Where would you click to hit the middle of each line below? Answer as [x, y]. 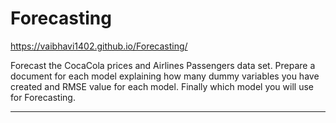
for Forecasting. [43, 97]
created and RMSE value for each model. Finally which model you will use [162, 86]
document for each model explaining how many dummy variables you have [165, 76]
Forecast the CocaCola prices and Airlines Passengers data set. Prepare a [163, 65]
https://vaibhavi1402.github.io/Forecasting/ [99, 46]
